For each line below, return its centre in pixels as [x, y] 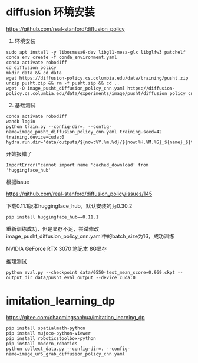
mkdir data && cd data [34, 73]
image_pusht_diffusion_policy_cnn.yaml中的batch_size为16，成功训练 [90, 236]
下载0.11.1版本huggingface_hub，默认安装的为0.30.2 [69, 206]
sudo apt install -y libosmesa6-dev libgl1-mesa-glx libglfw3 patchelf [96, 52]
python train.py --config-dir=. [46, 127]
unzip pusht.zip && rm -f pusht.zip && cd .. [63, 83]
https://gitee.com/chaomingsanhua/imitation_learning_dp [76, 317]
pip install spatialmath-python [46, 328]
